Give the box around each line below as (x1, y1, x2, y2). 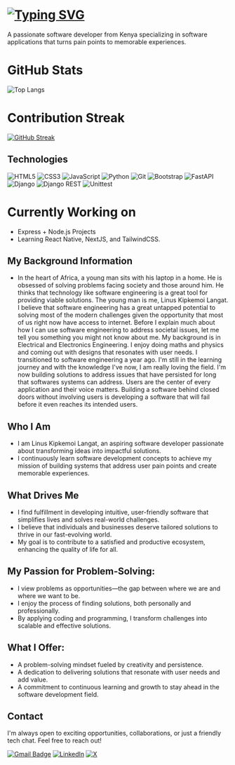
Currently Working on (7, 204, 137, 220)
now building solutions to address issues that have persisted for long (17, 370, 217, 379)
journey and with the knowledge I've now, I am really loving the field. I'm (17, 363, 227, 372)
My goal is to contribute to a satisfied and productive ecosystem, (17, 538, 206, 546)
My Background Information (7, 255, 133, 266)
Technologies (7, 154, 69, 165)
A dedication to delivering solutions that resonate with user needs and (17, 668, 220, 676)
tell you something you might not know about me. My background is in (17, 333, 221, 341)
